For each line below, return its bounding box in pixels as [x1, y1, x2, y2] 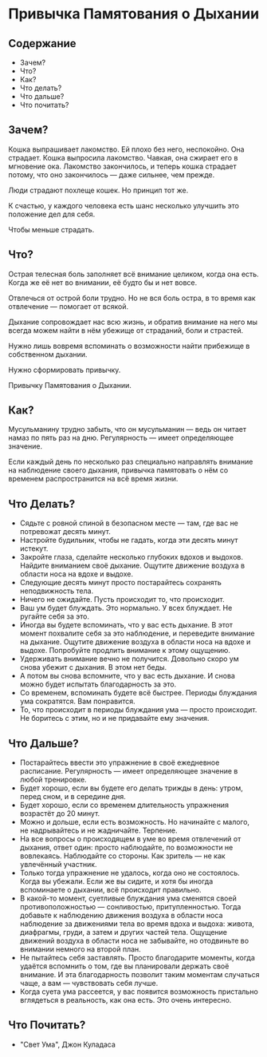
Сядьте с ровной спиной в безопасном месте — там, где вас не [19, 518, 239, 528]
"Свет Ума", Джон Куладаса [19, 1039, 116, 1049]
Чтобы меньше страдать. [8, 224, 95, 234]
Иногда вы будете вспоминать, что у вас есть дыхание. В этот [19, 620, 234, 630]
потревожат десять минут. [19, 527, 112, 536]
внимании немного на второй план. [19, 944, 141, 954]
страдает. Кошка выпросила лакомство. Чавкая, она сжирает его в [8, 152, 238, 162]
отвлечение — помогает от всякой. [8, 301, 129, 311]
